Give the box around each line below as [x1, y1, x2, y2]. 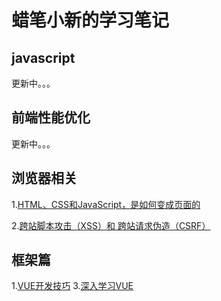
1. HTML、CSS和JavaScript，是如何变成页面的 [11, 198, 201, 210]
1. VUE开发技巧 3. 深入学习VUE [11, 280, 134, 292]
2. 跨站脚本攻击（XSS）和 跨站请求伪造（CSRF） [11, 219, 211, 231]
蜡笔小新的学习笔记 [11, 9, 170, 32]
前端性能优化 [11, 109, 91, 126]
